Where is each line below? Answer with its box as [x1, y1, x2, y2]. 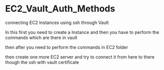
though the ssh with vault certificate [5, 59, 79, 65]
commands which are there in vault [5, 34, 78, 40]
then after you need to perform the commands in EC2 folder [5, 44, 128, 50]
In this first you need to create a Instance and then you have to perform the [5, 29, 160, 35]
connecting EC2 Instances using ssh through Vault [5, 19, 109, 25]
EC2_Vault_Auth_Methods [5, 3, 116, 14]
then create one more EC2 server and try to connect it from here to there [5, 53, 155, 60]
